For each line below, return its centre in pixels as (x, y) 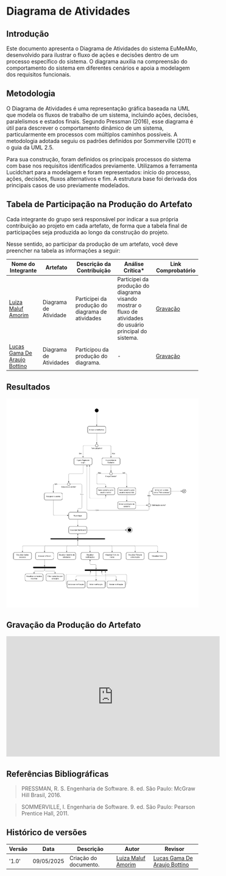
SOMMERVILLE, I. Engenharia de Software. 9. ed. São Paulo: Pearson (108, 807)
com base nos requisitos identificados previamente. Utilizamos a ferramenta (102, 166)
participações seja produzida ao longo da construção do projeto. (88, 232)
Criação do (83, 858)
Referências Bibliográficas (58, 774)
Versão (18, 849)
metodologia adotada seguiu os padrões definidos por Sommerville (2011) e (101, 141)
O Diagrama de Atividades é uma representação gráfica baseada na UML (98, 108)
